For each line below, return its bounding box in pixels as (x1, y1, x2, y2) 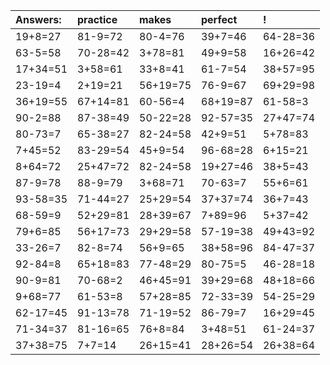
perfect (201, 13, 238, 26)
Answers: (15, 13, 62, 26)
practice (77, 13, 118, 26)
